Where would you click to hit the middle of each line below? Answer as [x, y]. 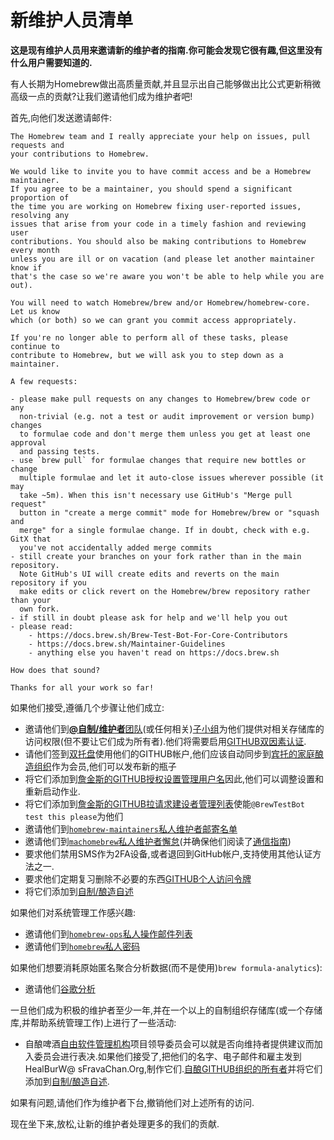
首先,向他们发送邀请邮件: [61, 117]
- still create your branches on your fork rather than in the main [156, 556]
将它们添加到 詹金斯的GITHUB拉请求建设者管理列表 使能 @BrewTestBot [164, 803]
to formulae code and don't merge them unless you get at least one [165, 434]
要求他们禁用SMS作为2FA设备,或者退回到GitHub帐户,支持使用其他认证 [168, 853]
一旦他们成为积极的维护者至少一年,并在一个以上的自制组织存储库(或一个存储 [166, 1010]
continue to [35, 346]
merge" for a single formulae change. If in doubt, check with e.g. [165, 530]
